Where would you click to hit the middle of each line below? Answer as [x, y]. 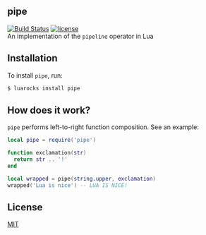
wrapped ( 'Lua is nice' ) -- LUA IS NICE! [68, 185]
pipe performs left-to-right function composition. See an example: [103, 127]
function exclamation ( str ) [47, 153]
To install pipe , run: [35, 75]
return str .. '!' [41, 159]
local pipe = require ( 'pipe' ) [52, 140]
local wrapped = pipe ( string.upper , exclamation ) [82, 179]
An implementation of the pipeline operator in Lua [80, 36]
